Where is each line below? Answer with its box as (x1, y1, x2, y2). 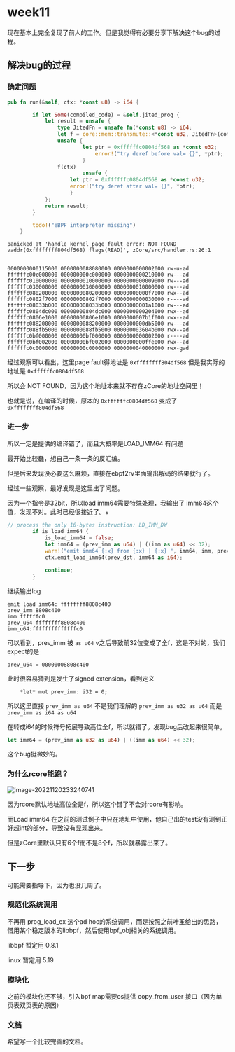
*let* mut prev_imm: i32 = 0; (20, 688, 108, 695)
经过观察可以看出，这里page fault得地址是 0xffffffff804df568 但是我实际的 (7, 358, 225, 366)
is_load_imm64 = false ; (44, 534, 114, 541)
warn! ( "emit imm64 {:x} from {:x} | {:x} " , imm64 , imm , (44, 548, 215, 555)
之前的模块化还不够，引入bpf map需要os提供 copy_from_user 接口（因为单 (7, 992, 222, 1001)
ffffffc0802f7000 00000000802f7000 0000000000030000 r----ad (7, 296, 190, 303)
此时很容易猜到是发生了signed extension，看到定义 (7, 674, 155, 683)
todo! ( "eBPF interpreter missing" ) (32, 221, 136, 228)
